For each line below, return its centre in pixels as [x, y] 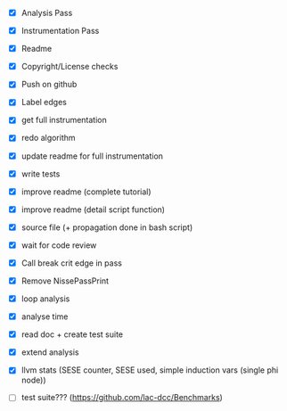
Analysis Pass [47, 13]
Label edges [44, 103]
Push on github [49, 85]
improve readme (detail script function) [93, 210]
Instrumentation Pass [60, 31]
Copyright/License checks [70, 67]
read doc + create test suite [72, 334]
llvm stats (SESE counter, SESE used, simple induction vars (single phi [150, 370]
